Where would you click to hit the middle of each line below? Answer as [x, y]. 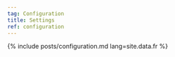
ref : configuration [36, 26]
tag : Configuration [36, 14]
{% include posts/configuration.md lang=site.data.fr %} [88, 47]
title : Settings [31, 20]
